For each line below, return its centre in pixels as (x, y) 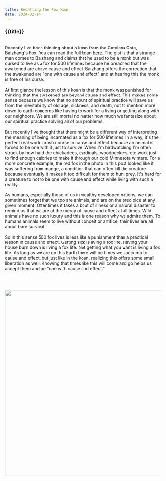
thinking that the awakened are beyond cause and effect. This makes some (82, 95)
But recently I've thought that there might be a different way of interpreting (81, 132)
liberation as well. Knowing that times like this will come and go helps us (79, 263)
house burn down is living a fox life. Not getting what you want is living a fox (83, 247)
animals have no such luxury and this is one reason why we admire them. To (83, 216)
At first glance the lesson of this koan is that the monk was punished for (78, 90)
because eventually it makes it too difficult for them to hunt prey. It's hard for (83, 174)
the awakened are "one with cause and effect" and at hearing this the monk (82, 74)
